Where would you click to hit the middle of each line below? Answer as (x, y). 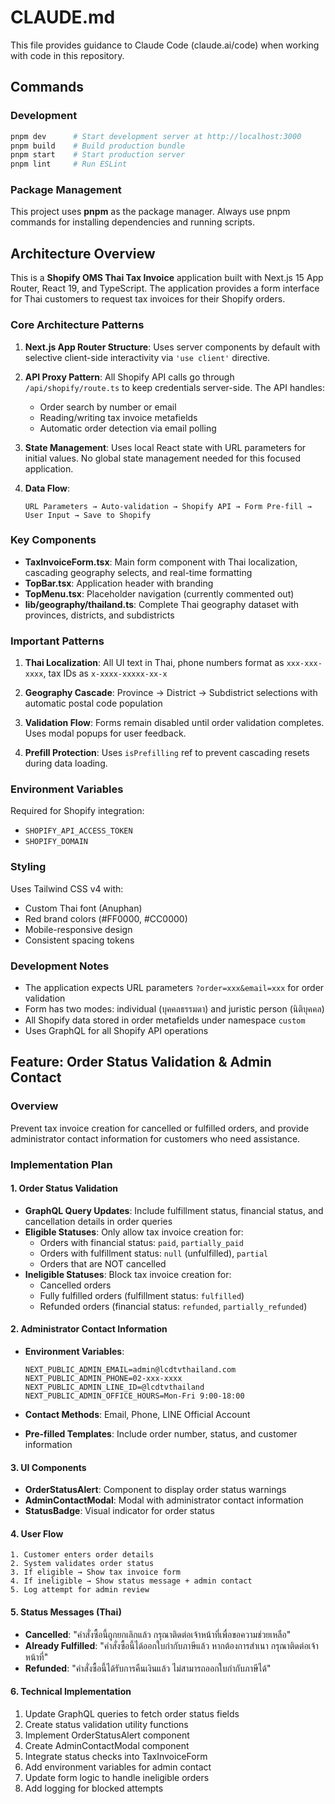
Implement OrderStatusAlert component (107, 1735)
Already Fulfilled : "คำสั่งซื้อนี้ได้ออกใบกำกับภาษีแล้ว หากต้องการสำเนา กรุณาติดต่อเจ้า (171, 1645)
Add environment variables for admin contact (118, 1767)
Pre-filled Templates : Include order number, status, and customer (161, 1434)
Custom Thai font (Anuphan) (83, 908)
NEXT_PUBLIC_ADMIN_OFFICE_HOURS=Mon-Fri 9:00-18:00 (134, 1396)
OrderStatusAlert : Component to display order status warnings (155, 1490)
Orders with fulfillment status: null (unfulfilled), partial (154, 1253)
